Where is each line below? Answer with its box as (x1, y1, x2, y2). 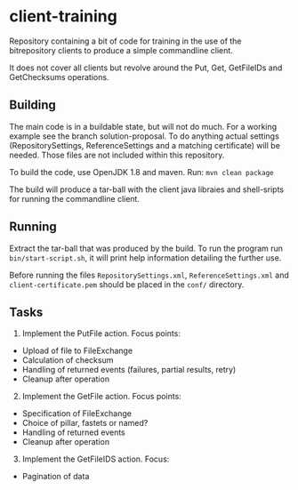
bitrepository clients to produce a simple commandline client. (9, 44, 233, 55)
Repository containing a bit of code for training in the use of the (9, 36, 242, 46)
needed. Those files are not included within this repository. (9, 149, 225, 160)
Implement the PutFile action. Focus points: (21, 328, 181, 339)
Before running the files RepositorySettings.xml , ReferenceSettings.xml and (9, 269, 289, 280)
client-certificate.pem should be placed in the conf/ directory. (9, 278, 245, 290)
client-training (9, 6, 117, 27)
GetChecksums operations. (9, 71, 109, 82)
